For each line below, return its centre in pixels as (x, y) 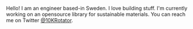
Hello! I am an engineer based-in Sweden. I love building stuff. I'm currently (97, 8)
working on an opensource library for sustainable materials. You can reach (96, 14)
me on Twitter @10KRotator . (39, 20)
